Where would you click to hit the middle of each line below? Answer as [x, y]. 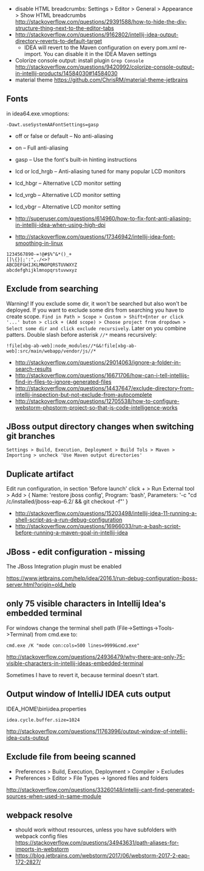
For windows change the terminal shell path [61, 628]
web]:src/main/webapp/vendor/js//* [51, 351]
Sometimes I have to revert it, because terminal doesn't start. [83, 675]
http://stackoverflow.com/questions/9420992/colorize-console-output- [105, 67]
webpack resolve [39, 815]
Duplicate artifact [40, 474]
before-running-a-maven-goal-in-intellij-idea [72, 533]
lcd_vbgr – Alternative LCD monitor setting [68, 207]
